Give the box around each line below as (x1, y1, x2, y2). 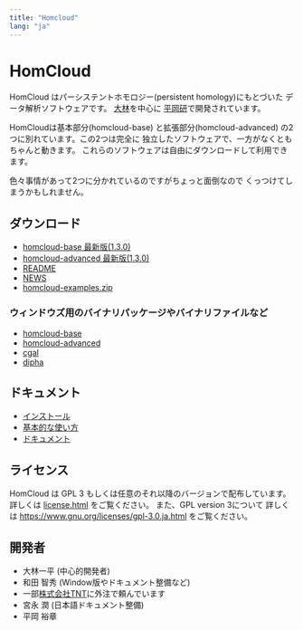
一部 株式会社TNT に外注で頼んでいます (22, 587, 166, 598)
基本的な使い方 (22, 422, 79, 433)
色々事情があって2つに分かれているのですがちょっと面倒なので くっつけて (9, 176, 286, 186)
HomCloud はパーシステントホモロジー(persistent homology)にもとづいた (9, 91, 284, 102)
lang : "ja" (9, 22, 51, 31)
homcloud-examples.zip (22, 282, 113, 293)
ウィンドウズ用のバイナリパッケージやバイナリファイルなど (9, 307, 269, 320)
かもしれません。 (24, 186, 89, 197)
